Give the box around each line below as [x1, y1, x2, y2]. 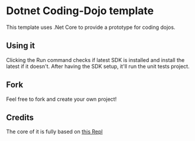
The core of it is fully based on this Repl [6, 128, 103, 135]
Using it [6, 41, 35, 51]
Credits [6, 112, 34, 122]
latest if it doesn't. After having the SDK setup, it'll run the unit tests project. [6, 63, 190, 70]
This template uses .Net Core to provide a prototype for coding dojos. [6, 24, 175, 31]
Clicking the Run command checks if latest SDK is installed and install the [6, 56, 185, 63]
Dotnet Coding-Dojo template [6, 4, 154, 18]
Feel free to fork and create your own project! [6, 96, 117, 103]
